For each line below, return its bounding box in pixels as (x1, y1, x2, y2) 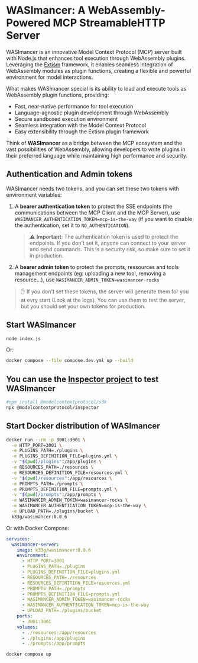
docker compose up (6, 651, 51, 658)
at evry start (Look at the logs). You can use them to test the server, (20, 296, 186, 303)
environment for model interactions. (6, 73, 93, 81)
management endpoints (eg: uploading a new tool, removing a (14, 270, 166, 277)
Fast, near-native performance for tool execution (14, 103, 134, 110)
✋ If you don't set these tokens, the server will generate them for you (20, 288, 189, 295)
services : (6, 536, 31, 542)
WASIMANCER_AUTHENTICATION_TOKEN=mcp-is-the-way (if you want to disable (14, 215, 193, 222)
